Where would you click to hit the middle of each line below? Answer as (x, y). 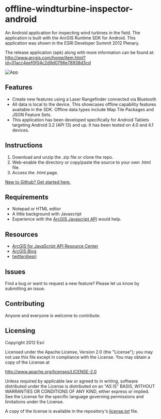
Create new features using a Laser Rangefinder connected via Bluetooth (84, 99)
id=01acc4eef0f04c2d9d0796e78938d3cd (48, 63)
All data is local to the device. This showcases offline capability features (84, 104)
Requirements (27, 197)
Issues (15, 272)
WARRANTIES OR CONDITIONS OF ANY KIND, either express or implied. (77, 391)
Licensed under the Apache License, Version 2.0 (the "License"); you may (79, 352)
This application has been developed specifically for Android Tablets (80, 119)
